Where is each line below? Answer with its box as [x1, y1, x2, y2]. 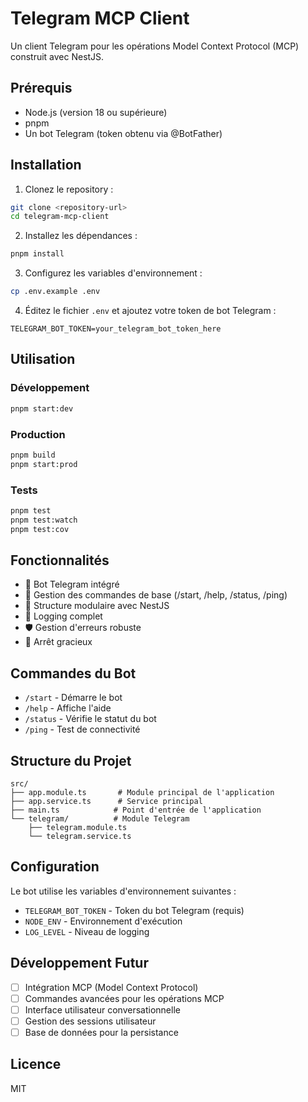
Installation [10, 157, 82, 174]
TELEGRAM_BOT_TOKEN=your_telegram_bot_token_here [10, 324, 222, 334]
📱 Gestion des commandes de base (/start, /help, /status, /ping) [24, 589, 288, 601]
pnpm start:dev [10, 403, 74, 414]
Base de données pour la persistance [24, 1026, 179, 1038]
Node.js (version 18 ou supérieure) [24, 106, 168, 118]
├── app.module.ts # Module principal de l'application [10, 788, 275, 798]
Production [10, 427, 66, 441]
